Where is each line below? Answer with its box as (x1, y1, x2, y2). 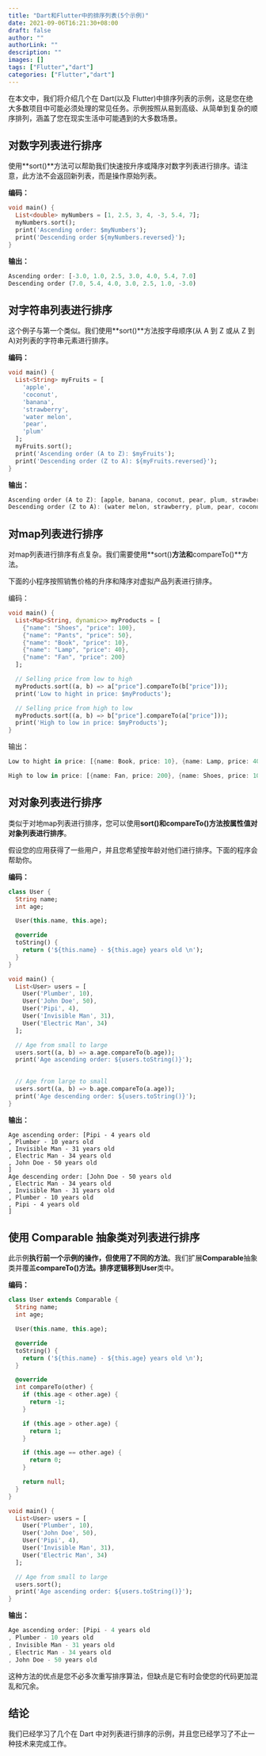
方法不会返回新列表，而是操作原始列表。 (28, 171, 161, 181)
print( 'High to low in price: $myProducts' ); (15, 719, 169, 727)
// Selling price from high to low (15, 704, 133, 712)
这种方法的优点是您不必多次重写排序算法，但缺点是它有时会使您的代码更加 (8, 1671, 251, 1681)
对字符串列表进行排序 (8, 303, 112, 317)
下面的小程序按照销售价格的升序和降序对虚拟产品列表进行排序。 (8, 576, 216, 586)
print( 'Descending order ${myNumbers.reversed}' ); (15, 233, 186, 241)
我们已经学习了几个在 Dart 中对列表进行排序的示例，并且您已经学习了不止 (8, 1729, 248, 1739)
